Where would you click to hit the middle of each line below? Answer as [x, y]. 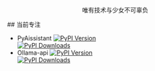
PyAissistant [34, 38]
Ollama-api [33, 53]
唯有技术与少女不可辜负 [115, 10]
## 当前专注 [24, 25]
